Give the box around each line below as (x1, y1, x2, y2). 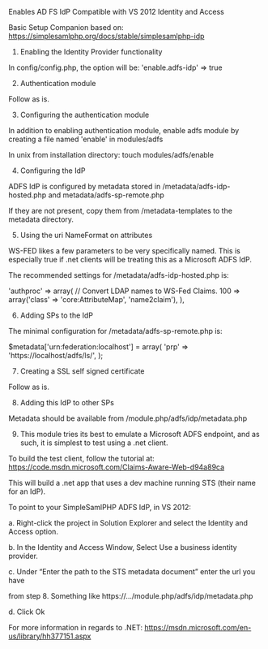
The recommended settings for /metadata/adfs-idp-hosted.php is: (8, 270, 229, 279)
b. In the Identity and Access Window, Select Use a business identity (8, 543, 237, 552)
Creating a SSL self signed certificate (19, 366, 145, 376)
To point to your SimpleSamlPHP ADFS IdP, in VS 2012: (8, 503, 192, 512)
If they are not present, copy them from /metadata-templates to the (8, 206, 233, 215)
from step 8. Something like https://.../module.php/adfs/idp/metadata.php (8, 591, 253, 600)
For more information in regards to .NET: (8, 623, 143, 632)
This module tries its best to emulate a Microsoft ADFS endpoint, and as (19, 430, 261, 439)
